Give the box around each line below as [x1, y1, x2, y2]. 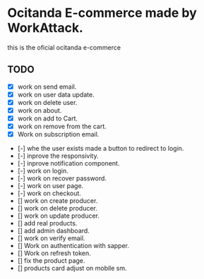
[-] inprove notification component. [17, 159, 120, 168]
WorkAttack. [7, 20, 83, 36]
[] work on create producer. [17, 197, 98, 205]
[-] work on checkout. [17, 189, 81, 198]
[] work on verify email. [17, 234, 85, 242]
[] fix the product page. [17, 256, 85, 265]
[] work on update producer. [17, 211, 100, 220]
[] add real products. [17, 219, 78, 228]
